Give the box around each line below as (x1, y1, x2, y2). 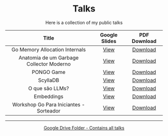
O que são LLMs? (28, 84, 69, 91)
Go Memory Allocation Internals (11, 46, 86, 53)
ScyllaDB (38, 76, 59, 83)
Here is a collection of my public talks (45, 19, 123, 25)
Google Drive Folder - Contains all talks (43, 124, 124, 130)
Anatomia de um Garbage (18, 54, 79, 61)
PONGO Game (31, 68, 66, 75)
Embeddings (33, 93, 63, 100)
